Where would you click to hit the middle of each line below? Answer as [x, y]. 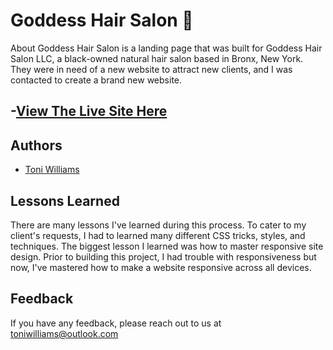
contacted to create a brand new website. [96, 80]
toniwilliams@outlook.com [64, 333]
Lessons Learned [65, 200]
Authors [36, 145]
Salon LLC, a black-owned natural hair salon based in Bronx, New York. [157, 58]
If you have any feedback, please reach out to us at [116, 323]
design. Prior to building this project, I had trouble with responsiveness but [163, 256]
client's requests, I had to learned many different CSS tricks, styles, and [158, 235]
